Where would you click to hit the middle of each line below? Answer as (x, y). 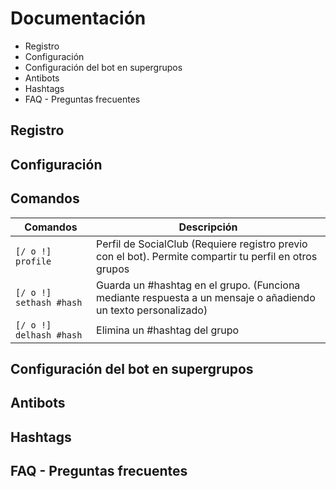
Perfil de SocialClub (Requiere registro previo (202, 244)
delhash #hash (49, 335)
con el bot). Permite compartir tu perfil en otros (207, 256)
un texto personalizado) (152, 310)
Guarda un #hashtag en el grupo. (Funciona (198, 285)
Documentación (78, 18)
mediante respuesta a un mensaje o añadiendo (206, 297)
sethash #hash (49, 302)
